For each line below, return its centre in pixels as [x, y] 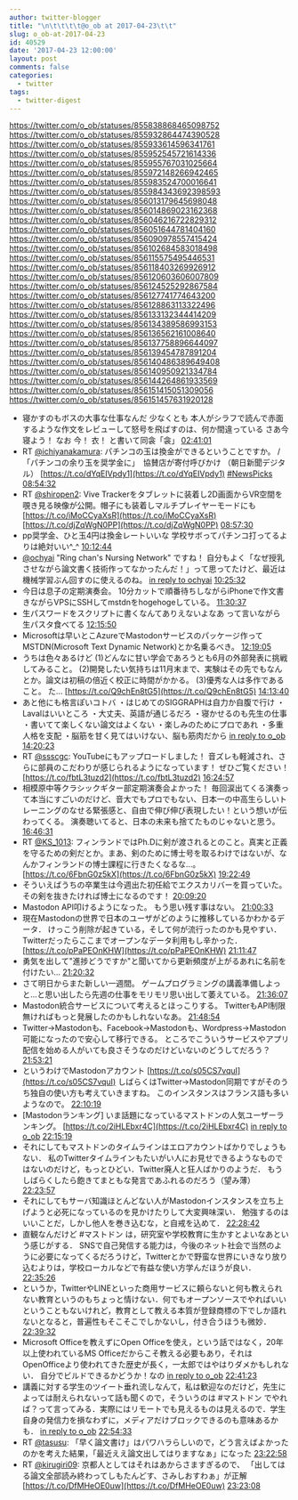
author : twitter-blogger [55, 17]
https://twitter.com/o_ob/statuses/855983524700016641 [113, 182]
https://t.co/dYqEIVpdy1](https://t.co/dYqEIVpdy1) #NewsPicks [158, 474]
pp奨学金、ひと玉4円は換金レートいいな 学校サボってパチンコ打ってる [151, 536]
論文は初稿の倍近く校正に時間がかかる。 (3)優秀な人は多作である [165, 680]
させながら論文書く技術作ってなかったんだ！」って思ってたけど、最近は [154, 569]
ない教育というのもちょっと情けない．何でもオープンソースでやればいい [154, 1300]
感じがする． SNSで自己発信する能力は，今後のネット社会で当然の [152, 1245]
